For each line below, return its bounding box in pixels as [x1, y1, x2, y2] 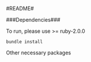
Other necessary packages [6, 49, 71, 56]
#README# [6, 5, 34, 12]
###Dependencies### [6, 16, 61, 23]
